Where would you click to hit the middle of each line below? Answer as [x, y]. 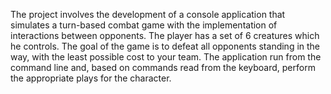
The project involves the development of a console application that [148, 14]
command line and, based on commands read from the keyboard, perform [163, 67]
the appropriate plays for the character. [91, 78]
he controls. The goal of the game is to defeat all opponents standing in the [165, 46]
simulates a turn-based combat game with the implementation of [144, 25]
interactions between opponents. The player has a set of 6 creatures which [165, 35]
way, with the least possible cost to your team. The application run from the [166, 57]
